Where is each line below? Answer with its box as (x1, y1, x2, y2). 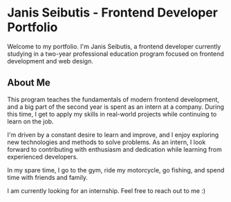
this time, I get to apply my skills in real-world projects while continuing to (7, 110, 217, 118)
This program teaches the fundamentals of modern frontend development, (7, 95, 220, 103)
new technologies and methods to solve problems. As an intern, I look (7, 138, 206, 146)
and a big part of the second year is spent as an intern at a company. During (7, 102, 225, 111)
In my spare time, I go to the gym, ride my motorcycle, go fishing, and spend (7, 165, 225, 174)
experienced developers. (7, 152, 78, 161)
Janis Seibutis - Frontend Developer (7, 5, 218, 21)
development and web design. (7, 57, 93, 65)
